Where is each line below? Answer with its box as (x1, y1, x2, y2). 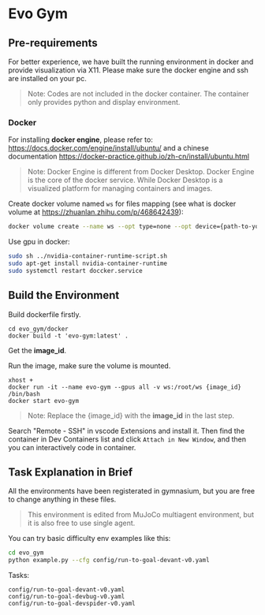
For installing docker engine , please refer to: (8, 135, 154, 144)
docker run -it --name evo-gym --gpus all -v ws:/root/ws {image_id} (8, 383, 242, 391)
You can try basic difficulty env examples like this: (8, 534, 171, 543)
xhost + (8, 376, 34, 384)
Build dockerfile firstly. (8, 309, 81, 319)
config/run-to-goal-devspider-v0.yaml (8, 600, 136, 608)
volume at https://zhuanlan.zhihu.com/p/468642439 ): (8, 207, 184, 217)
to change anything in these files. (8, 494, 117, 505)
